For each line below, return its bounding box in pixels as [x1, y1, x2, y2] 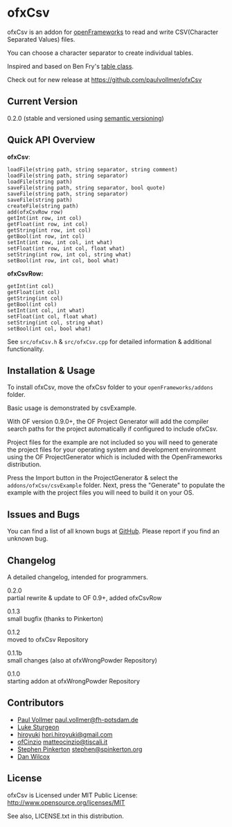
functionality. [7, 345, 45, 353]
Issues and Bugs [7, 509, 80, 520]
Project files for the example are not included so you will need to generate [7, 438, 218, 447]
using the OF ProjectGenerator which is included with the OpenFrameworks [7, 453, 223, 461]
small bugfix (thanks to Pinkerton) [7, 615, 104, 622]
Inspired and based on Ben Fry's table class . [7, 62, 134, 70]
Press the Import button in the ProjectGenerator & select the [7, 474, 179, 482]
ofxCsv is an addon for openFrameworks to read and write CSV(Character [7, 28, 219, 36]
